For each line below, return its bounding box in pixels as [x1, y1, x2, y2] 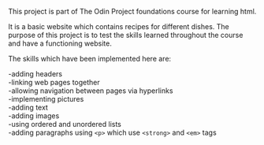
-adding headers [8, 69, 63, 78]
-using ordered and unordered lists [8, 120, 122, 128]
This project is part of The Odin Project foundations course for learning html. [8, 7, 257, 16]
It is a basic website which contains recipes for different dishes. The [8, 22, 230, 31]
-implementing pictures [8, 95, 84, 103]
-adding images [8, 111, 60, 121]
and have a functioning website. [8, 39, 112, 48]
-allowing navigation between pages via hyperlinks [8, 86, 173, 95]
